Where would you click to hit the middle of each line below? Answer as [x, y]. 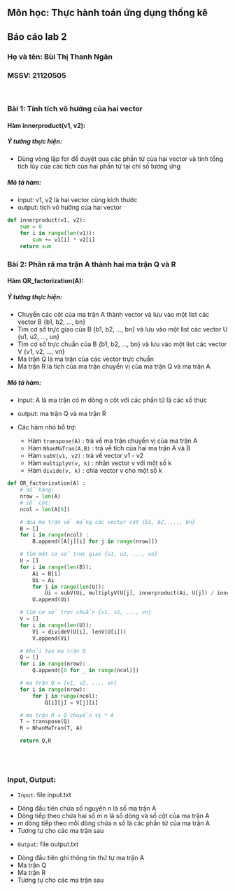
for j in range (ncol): [65, 696]
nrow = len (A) [40, 497]
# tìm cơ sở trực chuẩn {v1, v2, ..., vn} [86, 613]
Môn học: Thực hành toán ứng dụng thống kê [108, 13]
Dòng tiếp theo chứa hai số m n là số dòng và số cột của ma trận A [113, 816]
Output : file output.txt [48, 844]
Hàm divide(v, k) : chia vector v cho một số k [95, 471]
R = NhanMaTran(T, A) [51, 728]
